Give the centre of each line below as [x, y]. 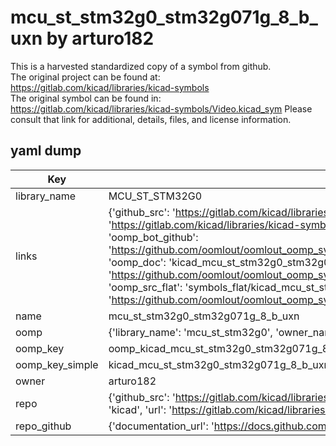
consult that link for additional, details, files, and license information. [151, 119]
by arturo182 [100, 38]
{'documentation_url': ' [161, 426]
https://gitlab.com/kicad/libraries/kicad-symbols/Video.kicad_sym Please [161, 108]
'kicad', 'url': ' [140, 409]
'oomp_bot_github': [153, 237]
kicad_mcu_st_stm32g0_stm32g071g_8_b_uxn [219, 364]
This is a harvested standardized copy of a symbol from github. [141, 66]
